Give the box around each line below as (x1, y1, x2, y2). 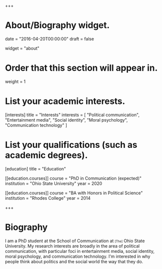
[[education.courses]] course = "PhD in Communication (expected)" (5, 175, 142, 181)
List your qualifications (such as (5, 140, 138, 150)
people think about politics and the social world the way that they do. (5, 258, 144, 264)
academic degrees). (5, 150, 88, 161)
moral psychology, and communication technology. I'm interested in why (5, 253, 151, 259)
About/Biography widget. (5, 20, 110, 31)
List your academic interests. (5, 96, 126, 107)
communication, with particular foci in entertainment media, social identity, (5, 248, 155, 254)
